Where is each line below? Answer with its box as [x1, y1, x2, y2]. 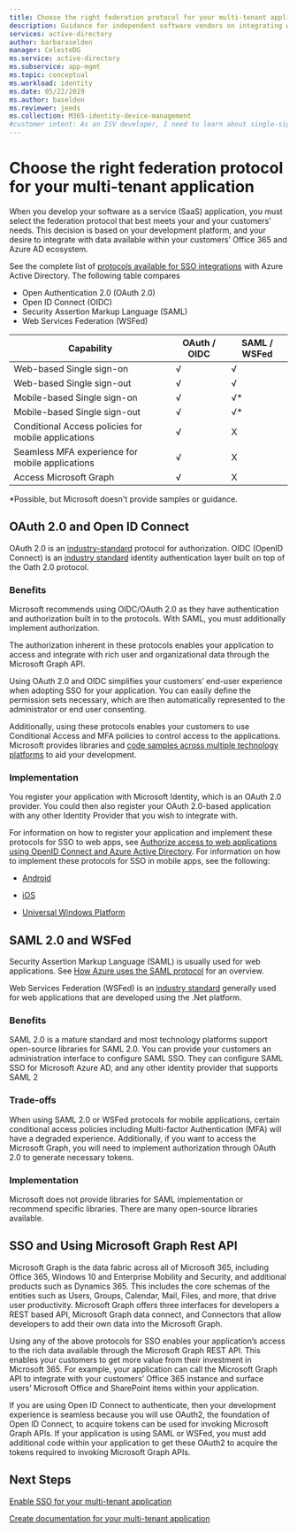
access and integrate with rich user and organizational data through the [9, 650, 270, 660]
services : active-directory [9, 29, 113, 38]
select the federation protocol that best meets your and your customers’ [9, 215, 271, 226]
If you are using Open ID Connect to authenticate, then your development [9, 1399, 277, 1410]
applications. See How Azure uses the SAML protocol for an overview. [9, 966, 265, 976]
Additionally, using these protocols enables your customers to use [9, 721, 250, 732]
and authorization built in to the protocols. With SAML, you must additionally [9, 613, 286, 624]
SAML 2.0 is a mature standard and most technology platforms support [9, 1035, 268, 1045]
